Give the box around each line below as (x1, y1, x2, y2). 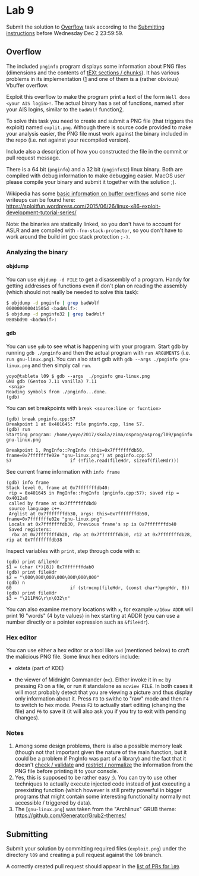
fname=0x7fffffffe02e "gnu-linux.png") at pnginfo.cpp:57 (6, 452, 153, 458)
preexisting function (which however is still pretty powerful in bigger (14, 787, 182, 794)
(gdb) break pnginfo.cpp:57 (6, 416, 76, 422)
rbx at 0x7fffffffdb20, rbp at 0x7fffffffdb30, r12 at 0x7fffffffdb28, (11, 531, 193, 537)
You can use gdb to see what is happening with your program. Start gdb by (6, 343, 189, 350)
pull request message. (6, 154, 61, 161)
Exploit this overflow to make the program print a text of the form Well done (6, 93, 191, 100)
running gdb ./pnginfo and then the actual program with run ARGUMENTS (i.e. (6, 349, 191, 356)
